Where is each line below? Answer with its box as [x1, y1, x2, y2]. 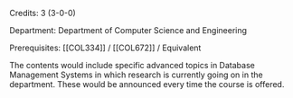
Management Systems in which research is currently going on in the [9, 69, 264, 80]
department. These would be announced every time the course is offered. [9, 79, 285, 89]
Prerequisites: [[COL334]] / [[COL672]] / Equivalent [9, 42, 202, 53]
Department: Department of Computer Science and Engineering [9, 25, 247, 35]
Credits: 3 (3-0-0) [9, 8, 77, 18]
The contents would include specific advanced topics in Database [9, 60, 255, 70]
